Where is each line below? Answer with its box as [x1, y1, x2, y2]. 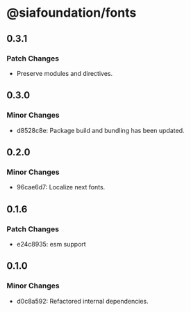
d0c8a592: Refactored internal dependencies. [16, 297, 149, 305]
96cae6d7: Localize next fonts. [16, 183, 106, 192]
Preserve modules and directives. [16, 69, 113, 77]
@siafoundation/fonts [6, 5, 137, 21]
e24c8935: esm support [16, 240, 86, 248]
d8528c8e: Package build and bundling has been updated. [16, 126, 185, 134]
